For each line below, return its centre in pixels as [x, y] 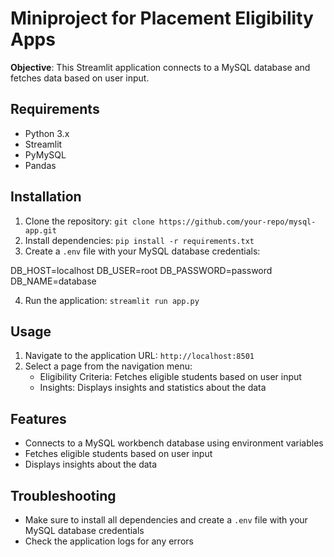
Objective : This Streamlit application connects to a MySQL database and [160, 67]
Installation [46, 197]
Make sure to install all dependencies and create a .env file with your [166, 520]
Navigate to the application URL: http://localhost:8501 [139, 356]
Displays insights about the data [91, 464]
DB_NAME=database [53, 281]
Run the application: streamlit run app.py [112, 300]
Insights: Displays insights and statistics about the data [153, 388]
